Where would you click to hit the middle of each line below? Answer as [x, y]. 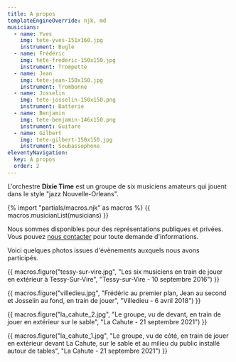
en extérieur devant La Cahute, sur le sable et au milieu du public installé [114, 343]
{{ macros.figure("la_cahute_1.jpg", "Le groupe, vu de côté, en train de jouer [118, 336]
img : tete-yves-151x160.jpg [61, 41]
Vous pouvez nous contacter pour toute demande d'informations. [103, 236]
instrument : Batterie [52, 107]
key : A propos [34, 160]
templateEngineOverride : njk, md [57, 21]
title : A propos [31, 14]
